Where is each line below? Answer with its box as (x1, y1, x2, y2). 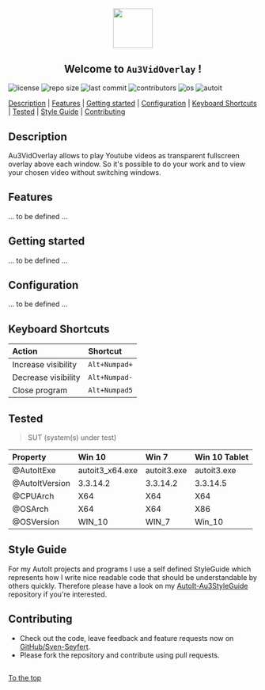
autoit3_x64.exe (78, 465, 138, 476)
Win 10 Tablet (195, 452, 249, 463)
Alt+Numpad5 (88, 386, 133, 395)
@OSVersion (12, 517, 59, 528)
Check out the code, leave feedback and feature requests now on (19, 633, 234, 643)
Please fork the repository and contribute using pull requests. (19, 650, 220, 660)
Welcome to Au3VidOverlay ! (64, 62, 202, 75)
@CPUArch (12, 491, 55, 502)
